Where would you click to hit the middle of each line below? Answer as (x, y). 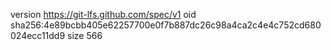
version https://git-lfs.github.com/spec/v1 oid (103, 14)
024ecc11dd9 (38, 35)
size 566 (85, 35)
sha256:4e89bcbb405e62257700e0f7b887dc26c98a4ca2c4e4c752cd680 (166, 25)
